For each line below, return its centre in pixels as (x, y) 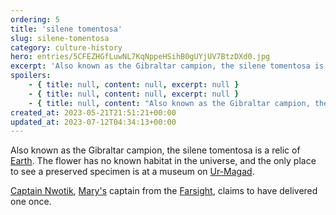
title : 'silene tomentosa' (66, 29)
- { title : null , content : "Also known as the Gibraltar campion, (169, 103)
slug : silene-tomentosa (60, 38)
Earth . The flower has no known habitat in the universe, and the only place (163, 161)
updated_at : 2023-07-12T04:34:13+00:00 (93, 122)
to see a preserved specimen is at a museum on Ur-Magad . (132, 172)
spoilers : (31, 76)
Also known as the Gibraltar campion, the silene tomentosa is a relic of (155, 150)
